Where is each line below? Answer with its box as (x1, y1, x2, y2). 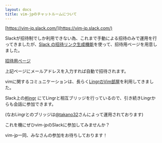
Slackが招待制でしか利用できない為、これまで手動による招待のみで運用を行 (5, 35, 157, 41)
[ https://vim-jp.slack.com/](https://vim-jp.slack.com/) (5, 25, 113, 31)
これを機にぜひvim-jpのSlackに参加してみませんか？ (5, 122, 110, 127)
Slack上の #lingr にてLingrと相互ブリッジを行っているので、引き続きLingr (5, 95, 152, 101)
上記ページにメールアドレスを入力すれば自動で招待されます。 (5, 68, 129, 74)
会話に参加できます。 (13, 101, 56, 107)
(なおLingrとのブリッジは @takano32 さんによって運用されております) (5, 111, 143, 117)
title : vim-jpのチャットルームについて (5, 12, 77, 17)
